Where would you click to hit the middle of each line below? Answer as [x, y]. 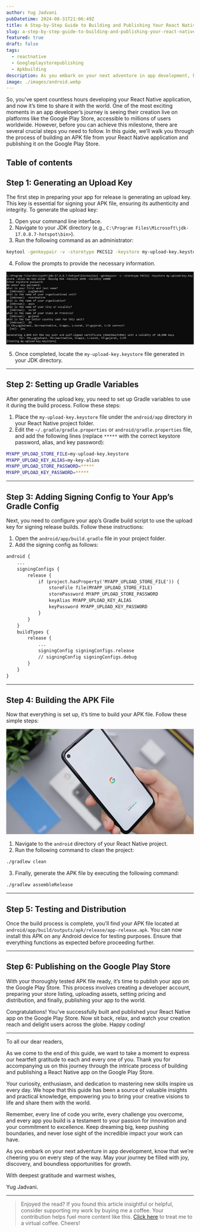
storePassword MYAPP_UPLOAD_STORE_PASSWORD [104, 594]
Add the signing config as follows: [57, 545]
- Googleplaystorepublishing [48, 63]
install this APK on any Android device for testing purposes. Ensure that [94, 936]
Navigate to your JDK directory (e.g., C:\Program [74, 228]
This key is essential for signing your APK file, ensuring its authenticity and [98, 203]
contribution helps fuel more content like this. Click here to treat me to [107, 1216]
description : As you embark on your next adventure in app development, [98, 75]
